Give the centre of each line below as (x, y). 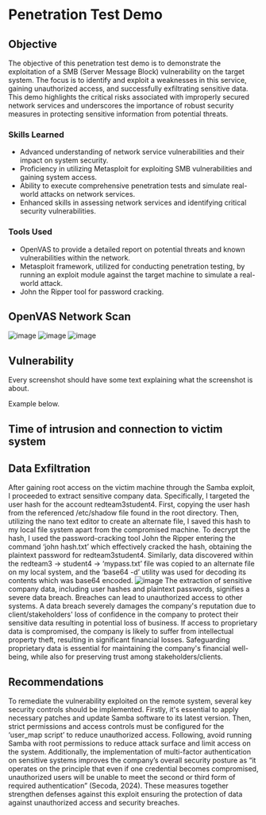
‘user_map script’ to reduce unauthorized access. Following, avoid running (130, 735)
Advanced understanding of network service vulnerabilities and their (132, 152)
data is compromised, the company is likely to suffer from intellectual (121, 632)
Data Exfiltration (50, 468)
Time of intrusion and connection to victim (116, 429)
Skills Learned (37, 135)
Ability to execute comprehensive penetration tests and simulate (125, 186)
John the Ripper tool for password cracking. (92, 292)
